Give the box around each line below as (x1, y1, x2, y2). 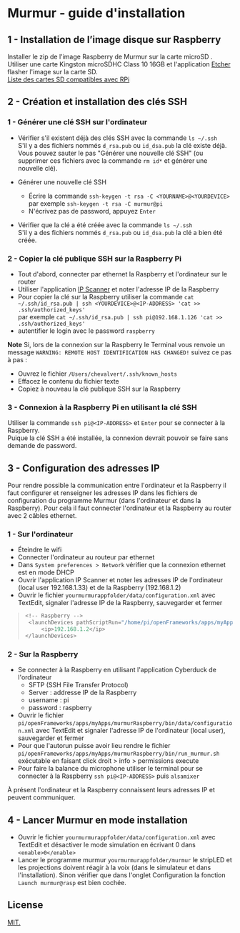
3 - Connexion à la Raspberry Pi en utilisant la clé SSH (7, 402, 198, 412)
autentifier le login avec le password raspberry (17, 326, 155, 335)
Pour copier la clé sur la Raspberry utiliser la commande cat (17, 292, 194, 301)
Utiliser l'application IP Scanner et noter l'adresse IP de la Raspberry (17, 284, 219, 294)
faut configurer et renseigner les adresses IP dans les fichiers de (7, 489, 198, 497)
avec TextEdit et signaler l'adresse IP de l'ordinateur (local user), (35, 727, 226, 735)
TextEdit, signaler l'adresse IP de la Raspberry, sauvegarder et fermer (17, 599, 223, 607)
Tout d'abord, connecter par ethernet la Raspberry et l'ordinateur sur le (17, 269, 228, 278)
